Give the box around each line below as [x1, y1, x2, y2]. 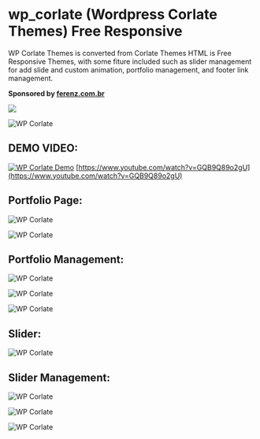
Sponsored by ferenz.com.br [8, 88, 105, 98]
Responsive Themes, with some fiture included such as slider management [8, 57, 252, 66]
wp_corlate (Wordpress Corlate [8, 6, 218, 24]
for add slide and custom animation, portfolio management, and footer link [8, 65, 249, 74]
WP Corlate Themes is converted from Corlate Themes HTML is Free [8, 48, 232, 58]
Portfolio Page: [8, 194, 83, 207]
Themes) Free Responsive [8, 22, 183, 40]
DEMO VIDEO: [8, 142, 79, 155]
